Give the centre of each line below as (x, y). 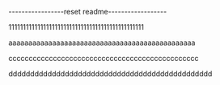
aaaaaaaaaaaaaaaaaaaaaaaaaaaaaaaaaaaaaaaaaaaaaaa (102, 42)
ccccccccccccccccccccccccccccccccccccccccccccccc (104, 58)
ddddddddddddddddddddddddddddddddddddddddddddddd (110, 74)
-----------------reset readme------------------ (88, 12)
